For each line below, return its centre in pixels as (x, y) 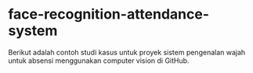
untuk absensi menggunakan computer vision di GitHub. (99, 61)
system (33, 31)
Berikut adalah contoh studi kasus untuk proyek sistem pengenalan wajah (127, 52)
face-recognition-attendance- (109, 14)
